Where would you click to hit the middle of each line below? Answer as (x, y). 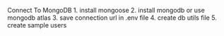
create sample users (37, 25)
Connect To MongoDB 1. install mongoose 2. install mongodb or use (106, 10)
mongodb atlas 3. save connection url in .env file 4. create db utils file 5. (112, 18)
